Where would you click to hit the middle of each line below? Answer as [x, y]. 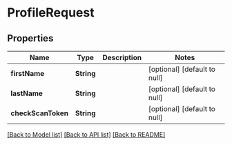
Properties [30, 38]
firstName [28, 74]
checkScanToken [40, 113]
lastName [27, 93]
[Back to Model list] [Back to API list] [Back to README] [86, 135]
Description [122, 58]
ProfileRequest [51, 13]
